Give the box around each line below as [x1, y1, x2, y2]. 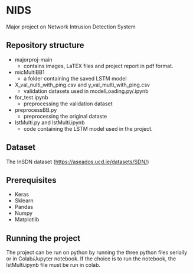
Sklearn [14, 197, 34, 204]
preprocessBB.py [14, 106, 57, 113]
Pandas [14, 204, 34, 211]
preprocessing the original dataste [23, 112, 107, 120]
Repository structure [6, 40, 84, 50]
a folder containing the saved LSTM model [23, 75, 127, 82]
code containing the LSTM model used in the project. [23, 125, 153, 132]
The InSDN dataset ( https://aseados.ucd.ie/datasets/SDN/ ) [6, 158, 149, 165]
